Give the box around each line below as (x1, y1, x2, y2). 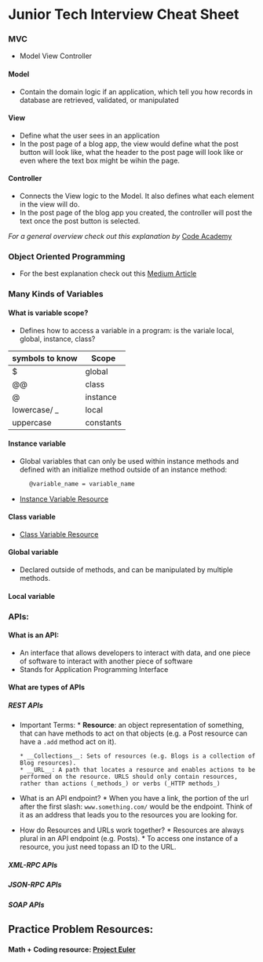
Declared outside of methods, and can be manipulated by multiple (19, 565, 233, 575)
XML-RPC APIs (8, 860, 58, 869)
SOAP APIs (8, 900, 45, 909)
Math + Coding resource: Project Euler (8, 945, 136, 954)
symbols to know (12, 352, 78, 363)
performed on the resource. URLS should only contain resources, (19, 773, 238, 781)
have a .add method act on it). (19, 737, 117, 747)
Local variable (8, 591, 56, 600)
